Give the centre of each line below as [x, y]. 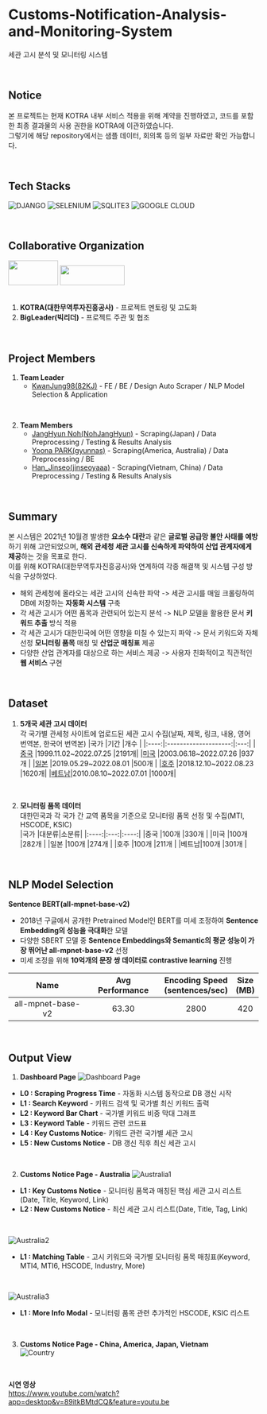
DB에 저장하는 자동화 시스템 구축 [70, 603]
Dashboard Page [48, 1077]
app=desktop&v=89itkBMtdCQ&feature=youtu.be [89, 1402]
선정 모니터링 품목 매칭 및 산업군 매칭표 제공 [87, 643]
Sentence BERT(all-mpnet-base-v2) [69, 904]
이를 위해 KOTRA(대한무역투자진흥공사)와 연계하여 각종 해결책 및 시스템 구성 [126, 566]
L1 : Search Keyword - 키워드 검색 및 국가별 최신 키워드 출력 [114, 1103]
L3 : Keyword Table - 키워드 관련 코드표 [83, 1123]
